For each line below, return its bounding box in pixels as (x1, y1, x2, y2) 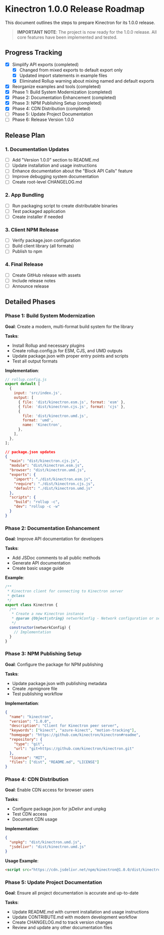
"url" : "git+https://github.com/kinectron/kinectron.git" (14, 746, 134, 751)
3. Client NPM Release (5, 226, 59, 233)
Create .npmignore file (12, 685, 58, 691)
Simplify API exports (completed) (12, 61, 79, 67)
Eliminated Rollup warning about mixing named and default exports (19, 78, 155, 84)
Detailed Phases (5, 297, 56, 306)
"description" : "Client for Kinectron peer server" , (9, 723, 119, 729)
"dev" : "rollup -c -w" (14, 504, 60, 509)
